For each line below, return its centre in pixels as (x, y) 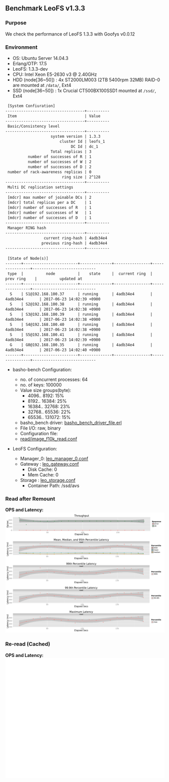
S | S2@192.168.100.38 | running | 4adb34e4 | (81, 304)
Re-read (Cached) (28, 644)
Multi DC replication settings (40, 187)
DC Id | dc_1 (85, 146)
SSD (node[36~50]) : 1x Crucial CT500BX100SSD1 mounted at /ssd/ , (84, 91)
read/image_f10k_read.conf (49, 439)
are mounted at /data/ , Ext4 (42, 85)
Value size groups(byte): (46, 390)
